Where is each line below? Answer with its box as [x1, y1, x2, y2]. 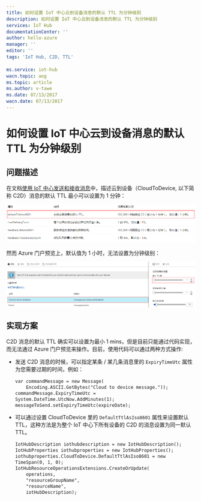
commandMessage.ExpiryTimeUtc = [14, 390, 96, 396]
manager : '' [6, 41, 36, 47]
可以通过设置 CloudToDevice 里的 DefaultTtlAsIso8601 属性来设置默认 [14, 413, 189, 421]
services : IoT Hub [6, 22, 52, 28]
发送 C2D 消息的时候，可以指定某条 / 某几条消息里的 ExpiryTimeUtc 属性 [14, 358, 193, 365]
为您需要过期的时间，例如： [14, 365, 84, 373]
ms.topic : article [6, 79, 52, 85]
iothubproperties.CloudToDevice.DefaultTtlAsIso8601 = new [14, 453, 166, 459]
